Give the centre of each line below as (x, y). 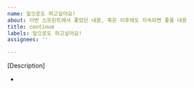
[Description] (26, 66)
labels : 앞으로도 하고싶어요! (45, 33)
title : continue (31, 27)
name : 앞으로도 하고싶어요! (41, 14)
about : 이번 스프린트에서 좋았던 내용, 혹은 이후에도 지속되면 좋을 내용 (97, 20)
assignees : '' (28, 40)
